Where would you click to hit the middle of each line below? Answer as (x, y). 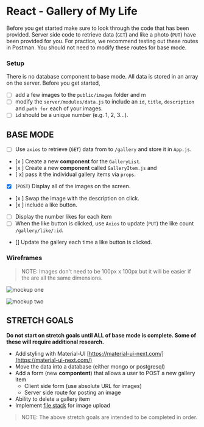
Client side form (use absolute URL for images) (83, 386)
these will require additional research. (55, 342)
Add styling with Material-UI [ (52, 353)
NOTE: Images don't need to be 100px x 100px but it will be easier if (106, 271)
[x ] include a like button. (46, 205)
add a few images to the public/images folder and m (80, 95)
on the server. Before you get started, (53, 83)
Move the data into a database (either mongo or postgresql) (90, 366)
